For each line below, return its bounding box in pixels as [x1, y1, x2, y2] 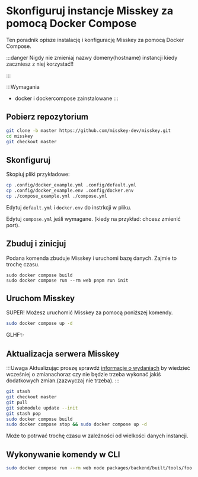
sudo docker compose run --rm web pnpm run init [6, 277, 129, 283]
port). [6, 221, 20, 228]
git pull [6, 399, 28, 405]
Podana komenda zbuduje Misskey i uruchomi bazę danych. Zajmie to [6, 254, 177, 262]
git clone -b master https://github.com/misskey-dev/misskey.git [6, 127, 171, 134]
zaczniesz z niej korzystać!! [6, 60, 74, 67]
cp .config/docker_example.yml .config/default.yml [6, 182, 136, 188]
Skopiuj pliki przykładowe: [6, 170, 70, 178]
